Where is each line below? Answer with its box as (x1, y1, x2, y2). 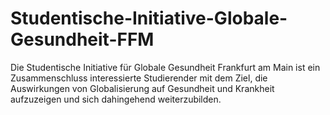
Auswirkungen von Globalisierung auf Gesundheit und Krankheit (10, 82, 275, 94)
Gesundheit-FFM (10, 28, 155, 51)
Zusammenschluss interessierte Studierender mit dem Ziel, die (10, 72, 268, 84)
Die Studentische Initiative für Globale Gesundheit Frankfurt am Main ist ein (10, 61, 321, 73)
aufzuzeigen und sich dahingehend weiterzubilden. (10, 93, 222, 105)
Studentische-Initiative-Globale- (10, 7, 288, 30)
